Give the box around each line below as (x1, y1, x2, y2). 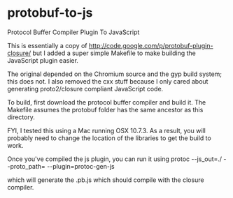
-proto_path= (7, 162, 45, 170)
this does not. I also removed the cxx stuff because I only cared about (7, 77, 209, 85)
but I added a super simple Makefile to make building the (32, 49, 196, 57)
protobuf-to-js (7, 5, 93, 21)
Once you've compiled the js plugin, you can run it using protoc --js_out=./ (7, 155, 223, 163)
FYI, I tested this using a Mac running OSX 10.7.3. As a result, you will (7, 126, 206, 135)
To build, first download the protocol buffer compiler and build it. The (7, 98, 206, 106)
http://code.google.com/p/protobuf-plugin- (88, 41, 213, 49)
